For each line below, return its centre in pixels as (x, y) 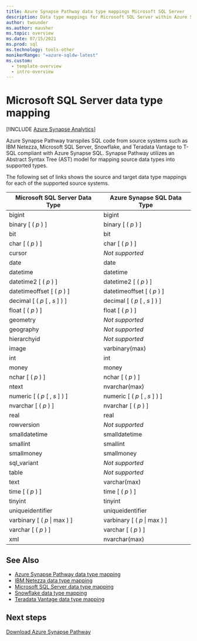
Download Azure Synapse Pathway (48, 632)
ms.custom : (19, 60)
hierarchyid (25, 339)
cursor (18, 253)
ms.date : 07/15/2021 (31, 39)
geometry (23, 320)
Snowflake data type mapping (51, 593)
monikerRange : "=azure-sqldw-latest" (52, 55)
